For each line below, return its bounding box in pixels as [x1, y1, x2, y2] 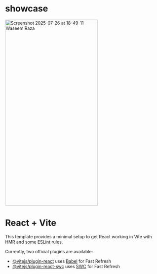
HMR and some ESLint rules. [5, 239, 63, 245]
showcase [5, 3, 48, 14]
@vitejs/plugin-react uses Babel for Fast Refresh [12, 258, 112, 264]
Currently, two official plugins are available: [5, 248, 93, 254]
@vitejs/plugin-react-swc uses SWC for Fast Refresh [12, 263, 120, 269]
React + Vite [5, 218, 57, 228]
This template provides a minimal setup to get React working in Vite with [5, 233, 152, 239]
